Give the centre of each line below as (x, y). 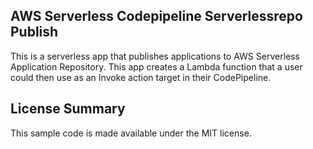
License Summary (68, 109)
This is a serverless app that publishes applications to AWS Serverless (155, 56)
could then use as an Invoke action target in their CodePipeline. (141, 77)
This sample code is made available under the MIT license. (131, 133)
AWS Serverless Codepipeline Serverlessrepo (156, 16)
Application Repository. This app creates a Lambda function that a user (156, 66)
